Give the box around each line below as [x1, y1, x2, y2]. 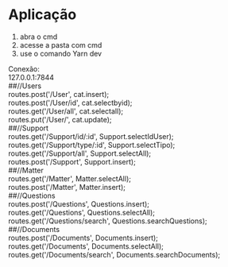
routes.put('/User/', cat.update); [8, 114, 113, 124]
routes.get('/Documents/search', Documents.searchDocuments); [8, 250, 221, 259]
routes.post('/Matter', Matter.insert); [8, 182, 126, 192]
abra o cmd [19, 32, 58, 41]
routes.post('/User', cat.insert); [8, 89, 110, 99]
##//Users [8, 81, 42, 91]
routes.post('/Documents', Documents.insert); [8, 233, 159, 242]
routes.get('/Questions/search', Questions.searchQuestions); [8, 216, 208, 226]
